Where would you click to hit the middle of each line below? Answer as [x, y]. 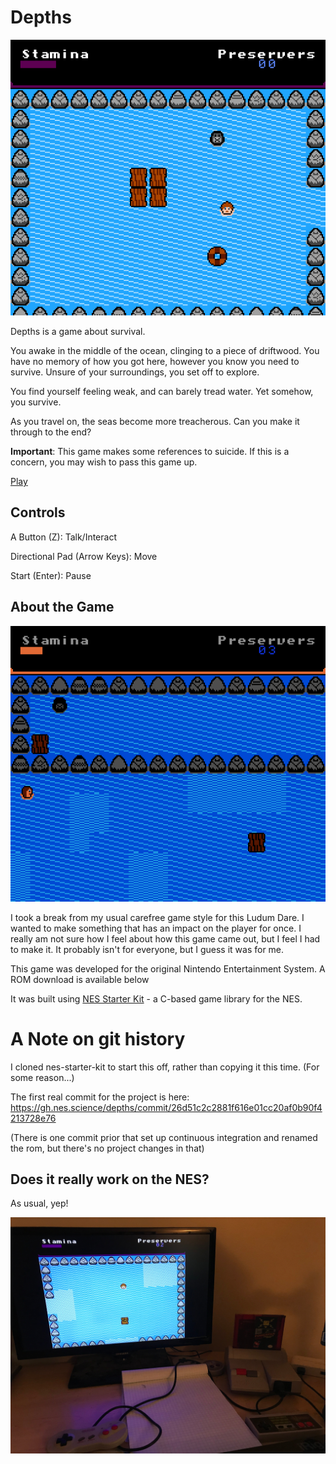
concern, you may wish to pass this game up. [104, 462]
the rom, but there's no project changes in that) [107, 1148]
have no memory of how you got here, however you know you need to [155, 361]
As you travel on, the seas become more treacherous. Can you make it [155, 421]
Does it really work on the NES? [110, 1179]
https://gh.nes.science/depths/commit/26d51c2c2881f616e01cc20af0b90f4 [166, 1107]
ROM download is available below [80, 979]
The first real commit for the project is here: [100, 1097]
